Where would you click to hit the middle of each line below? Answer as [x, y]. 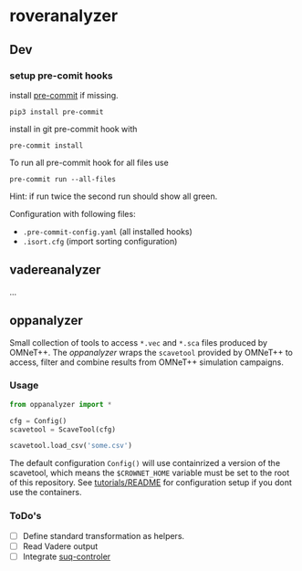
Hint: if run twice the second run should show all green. [114, 196]
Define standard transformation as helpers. [104, 535]
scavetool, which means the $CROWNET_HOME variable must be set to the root [150, 473]
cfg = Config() [38, 420]
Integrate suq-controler [67, 556]
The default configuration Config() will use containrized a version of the [145, 463]
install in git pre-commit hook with [73, 129]
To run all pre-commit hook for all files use [89, 162]
